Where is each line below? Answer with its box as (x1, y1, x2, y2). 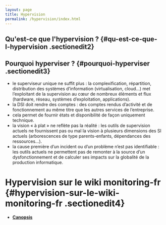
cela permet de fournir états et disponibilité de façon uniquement (12, 112, 145, 118)
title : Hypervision (5, 12, 46, 17)
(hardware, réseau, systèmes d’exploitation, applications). (12, 96, 130, 102)
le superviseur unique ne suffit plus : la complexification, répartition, (12, 80, 152, 86)
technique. (12, 117, 35, 123)
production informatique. (12, 159, 63, 165)
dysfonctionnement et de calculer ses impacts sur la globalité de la (12, 154, 150, 160)
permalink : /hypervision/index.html (5, 16, 81, 21)
